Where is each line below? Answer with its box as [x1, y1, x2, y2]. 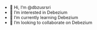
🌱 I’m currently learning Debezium [9, 15, 78, 20]
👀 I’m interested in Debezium [9, 10, 68, 15]
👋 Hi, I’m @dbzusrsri [9, 5, 51, 10]
